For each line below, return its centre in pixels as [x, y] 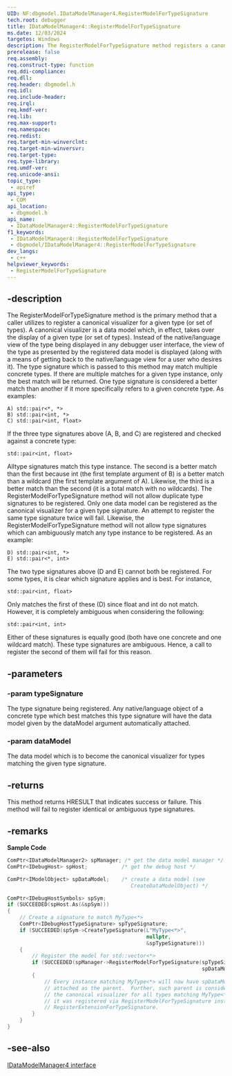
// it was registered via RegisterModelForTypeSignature [128, 1001]
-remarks [28, 831]
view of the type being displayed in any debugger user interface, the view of [116, 345]
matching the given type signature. [57, 763]
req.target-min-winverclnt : [48, 142]
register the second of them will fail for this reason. [80, 652]
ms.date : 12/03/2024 [37, 33]
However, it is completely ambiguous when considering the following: [106, 612]
